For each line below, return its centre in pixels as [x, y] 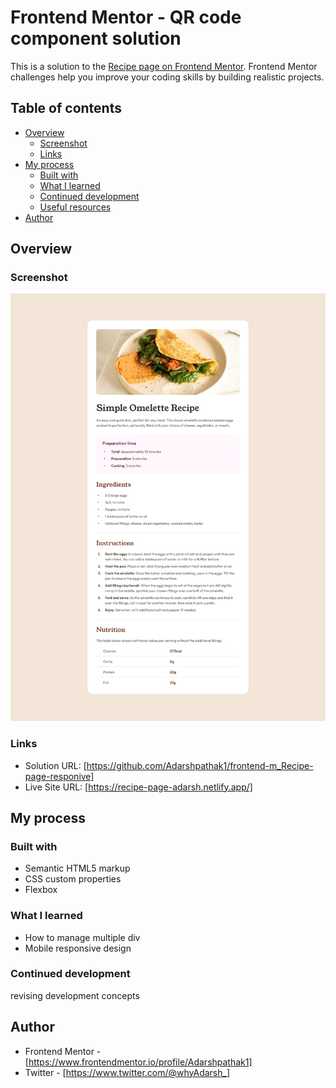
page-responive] [59, 776]
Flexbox [41, 890]
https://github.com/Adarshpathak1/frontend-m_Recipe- [200, 765]
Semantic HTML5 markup [77, 868]
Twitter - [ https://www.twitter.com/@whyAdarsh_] [127, 1072]
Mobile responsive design [78, 948]
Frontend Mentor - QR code [126, 17]
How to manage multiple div [82, 937]
